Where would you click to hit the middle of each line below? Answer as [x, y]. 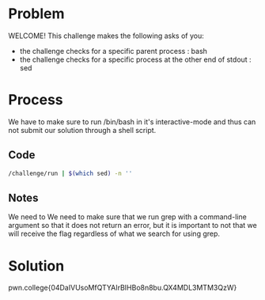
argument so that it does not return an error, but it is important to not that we [132, 226]
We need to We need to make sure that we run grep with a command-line [127, 217]
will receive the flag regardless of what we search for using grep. [114, 234]
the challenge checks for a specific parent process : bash [114, 51]
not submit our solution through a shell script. [82, 130]
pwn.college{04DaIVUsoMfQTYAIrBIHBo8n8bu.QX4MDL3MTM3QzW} [123, 288]
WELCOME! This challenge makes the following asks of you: [106, 36]
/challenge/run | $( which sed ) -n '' [70, 173]
